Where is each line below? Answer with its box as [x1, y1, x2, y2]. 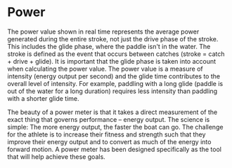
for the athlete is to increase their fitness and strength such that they [7, 130, 206, 139]
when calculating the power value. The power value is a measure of [7, 64, 203, 73]
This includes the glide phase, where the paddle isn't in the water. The [7, 42, 211, 50]
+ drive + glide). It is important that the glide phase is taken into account [7, 57, 217, 65]
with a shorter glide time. [7, 94, 79, 102]
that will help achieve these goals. [7, 152, 105, 161]
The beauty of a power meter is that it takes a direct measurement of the [7, 108, 218, 116]
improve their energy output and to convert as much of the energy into [7, 137, 212, 146]
